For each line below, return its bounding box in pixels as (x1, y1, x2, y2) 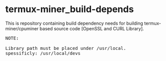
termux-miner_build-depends (5, 4, 134, 15)
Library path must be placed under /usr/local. (5, 45, 126, 51)
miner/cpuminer (5, 25, 39, 31)
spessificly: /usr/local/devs (5, 50, 81, 56)
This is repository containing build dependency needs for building (5, 20, 144, 26)
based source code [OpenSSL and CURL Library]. (40, 25, 144, 31)
